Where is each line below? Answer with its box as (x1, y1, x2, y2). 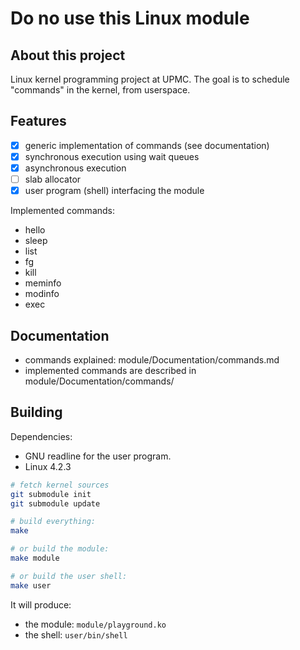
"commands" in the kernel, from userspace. (10, 84, 191, 96)
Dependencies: (10, 430, 73, 442)
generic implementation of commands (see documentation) (24, 139, 270, 151)
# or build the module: (10, 544, 110, 554)
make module (10, 553, 60, 563)
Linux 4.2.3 (24, 460, 72, 472)
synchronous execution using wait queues (24, 150, 200, 162)
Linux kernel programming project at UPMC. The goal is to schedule (10, 73, 290, 85)
